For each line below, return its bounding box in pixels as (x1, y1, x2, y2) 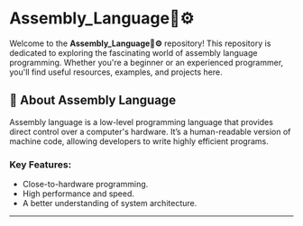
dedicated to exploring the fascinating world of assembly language (9, 47, 258, 58)
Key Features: (9, 158, 72, 170)
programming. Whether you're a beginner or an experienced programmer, (9, 57, 284, 68)
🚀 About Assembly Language (9, 93, 177, 108)
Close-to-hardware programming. (22, 179, 149, 190)
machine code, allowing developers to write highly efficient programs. (9, 135, 269, 147)
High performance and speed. (22, 188, 135, 199)
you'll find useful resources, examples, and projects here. (9, 67, 223, 77)
